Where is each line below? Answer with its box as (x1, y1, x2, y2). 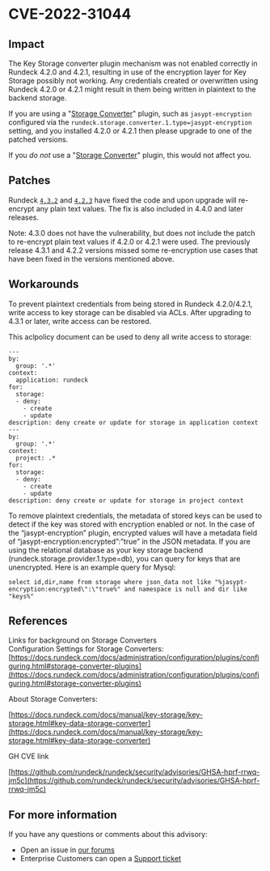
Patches (8, 173, 51, 187)
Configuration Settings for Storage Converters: (8, 644, 164, 654)
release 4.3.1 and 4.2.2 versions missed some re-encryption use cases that (8, 245, 259, 255)
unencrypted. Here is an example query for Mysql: (8, 562, 176, 572)
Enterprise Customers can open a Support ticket (19, 854, 182, 864)
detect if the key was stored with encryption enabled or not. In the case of (8, 519, 255, 529)
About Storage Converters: (8, 694, 99, 704)
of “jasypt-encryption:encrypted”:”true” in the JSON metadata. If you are (8, 536, 251, 546)
